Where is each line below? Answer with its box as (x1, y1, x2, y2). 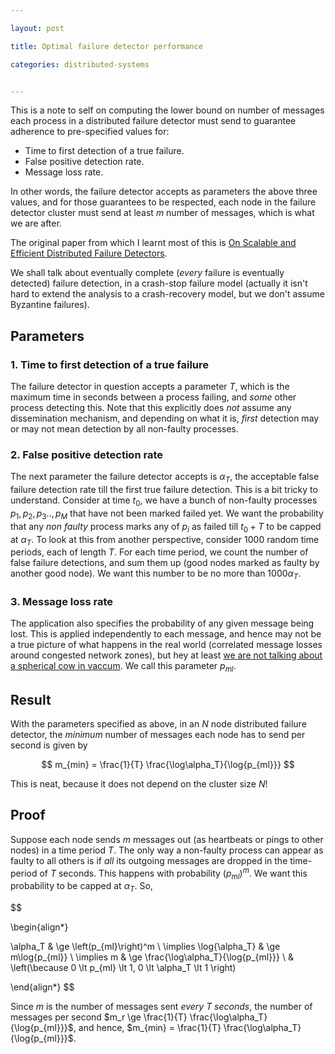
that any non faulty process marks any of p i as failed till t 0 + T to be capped (10, 520, 322, 535)
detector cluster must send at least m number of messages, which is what (10, 207, 315, 219)
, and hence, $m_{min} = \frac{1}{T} (73, 1022, 222, 1034)
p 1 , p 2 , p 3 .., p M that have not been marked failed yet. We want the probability (10, 507, 324, 521)
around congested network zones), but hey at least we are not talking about (10, 649, 323, 661)
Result (10, 691, 52, 708)
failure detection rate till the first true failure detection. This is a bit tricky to (10, 484, 318, 496)
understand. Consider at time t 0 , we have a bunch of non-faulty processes (10, 494, 318, 508)
